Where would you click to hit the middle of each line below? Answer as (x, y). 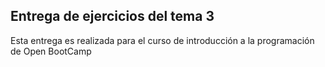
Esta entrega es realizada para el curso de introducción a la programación (162, 40)
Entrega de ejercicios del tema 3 (112, 16)
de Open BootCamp (51, 51)
